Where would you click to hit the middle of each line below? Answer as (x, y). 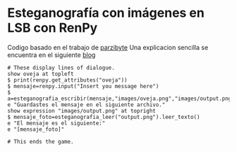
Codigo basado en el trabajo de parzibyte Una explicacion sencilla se (108, 47)
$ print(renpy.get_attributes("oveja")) (68, 80)
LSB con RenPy (53, 28)
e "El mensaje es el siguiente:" (56, 123)
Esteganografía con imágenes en (106, 13)
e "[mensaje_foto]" (36, 129)
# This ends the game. (41, 141)
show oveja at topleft (41, 74)
